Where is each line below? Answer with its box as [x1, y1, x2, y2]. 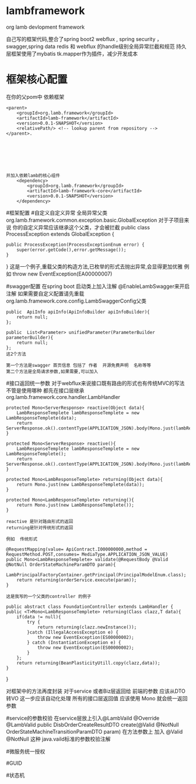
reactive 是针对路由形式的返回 [6, 518, 73, 524]
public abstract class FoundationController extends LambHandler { [6, 604, 174, 610]
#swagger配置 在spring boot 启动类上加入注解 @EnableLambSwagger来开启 [6, 283, 190, 290]
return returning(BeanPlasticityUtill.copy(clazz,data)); [16, 660, 160, 666]
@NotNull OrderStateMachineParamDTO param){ [6, 562, 116, 568]
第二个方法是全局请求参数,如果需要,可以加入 [6, 369, 99, 374]
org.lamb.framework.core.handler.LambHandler [6, 393, 121, 400]
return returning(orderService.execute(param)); [16, 577, 137, 583]
